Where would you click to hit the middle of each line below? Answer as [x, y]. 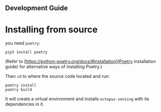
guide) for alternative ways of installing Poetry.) [54, 67]
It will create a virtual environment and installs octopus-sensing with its [77, 99]
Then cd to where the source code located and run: [58, 76]
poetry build [19, 90]
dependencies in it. [25, 104]
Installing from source [51, 29]
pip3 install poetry [27, 52]
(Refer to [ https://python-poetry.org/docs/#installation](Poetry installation [80, 61]
